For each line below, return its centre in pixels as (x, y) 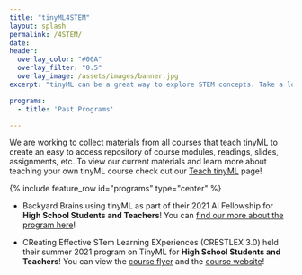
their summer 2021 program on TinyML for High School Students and (151, 252)
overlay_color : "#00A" (60, 59)
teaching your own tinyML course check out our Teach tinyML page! (136, 171)
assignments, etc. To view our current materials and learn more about (138, 162)
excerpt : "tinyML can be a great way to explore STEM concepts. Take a (146, 84)
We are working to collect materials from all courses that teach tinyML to (144, 142)
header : (24, 51)
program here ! (49, 225)
